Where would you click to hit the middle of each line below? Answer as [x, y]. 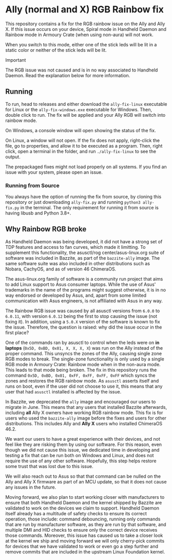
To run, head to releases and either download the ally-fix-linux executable [86, 104]
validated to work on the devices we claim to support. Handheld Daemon [82, 508]
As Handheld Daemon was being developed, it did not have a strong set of [84, 241]
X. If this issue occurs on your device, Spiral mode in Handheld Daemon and [86, 29]
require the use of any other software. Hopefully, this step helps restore [81, 461]
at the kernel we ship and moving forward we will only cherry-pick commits [85, 540]
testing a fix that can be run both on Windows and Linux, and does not [80, 455]
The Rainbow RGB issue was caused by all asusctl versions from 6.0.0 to [83, 311]
